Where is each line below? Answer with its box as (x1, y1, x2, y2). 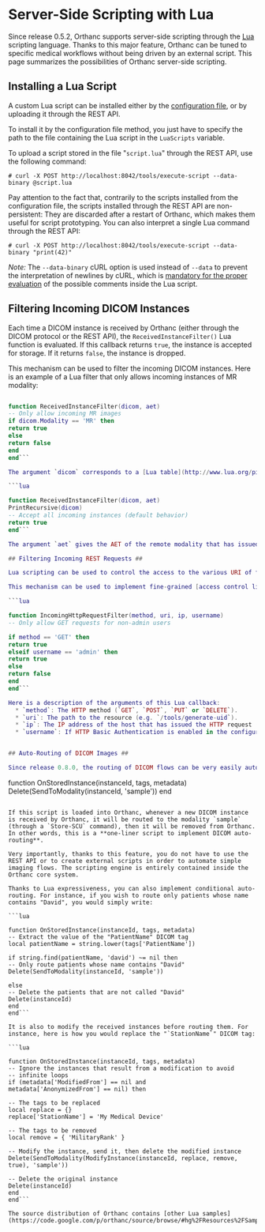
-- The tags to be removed (8, 1126, 97, 1135)
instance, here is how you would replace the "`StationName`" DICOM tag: (8, 1030, 256, 1038)
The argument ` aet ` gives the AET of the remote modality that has (8, 540, 235, 548)
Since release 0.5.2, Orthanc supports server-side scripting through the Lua (8, 32, 255, 41)
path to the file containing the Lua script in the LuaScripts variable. (8, 133, 225, 142)
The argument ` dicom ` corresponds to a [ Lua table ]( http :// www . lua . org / (8, 468, 252, 476)
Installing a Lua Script (8, 80, 117, 93)
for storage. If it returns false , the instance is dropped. (8, 348, 186, 357)
